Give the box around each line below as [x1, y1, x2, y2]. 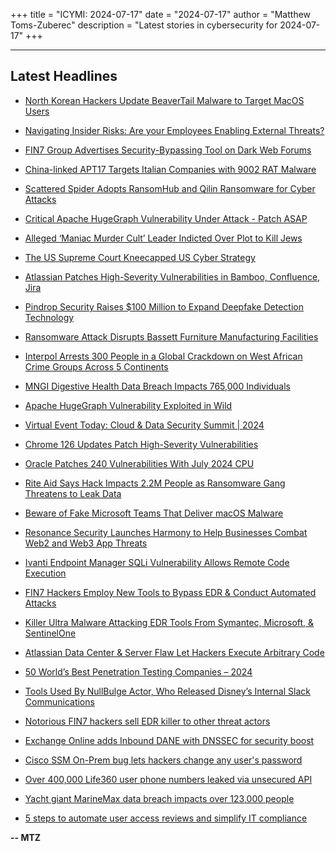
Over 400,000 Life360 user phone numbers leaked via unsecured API [24, 773, 313, 785]
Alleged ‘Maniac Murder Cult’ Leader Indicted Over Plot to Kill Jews [24, 232, 303, 244]
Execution [24, 567, 67, 579]
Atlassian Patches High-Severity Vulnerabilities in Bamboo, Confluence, [24, 270, 321, 283]
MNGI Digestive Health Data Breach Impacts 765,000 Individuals [24, 380, 291, 392]
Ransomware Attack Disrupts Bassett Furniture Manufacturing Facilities [24, 330, 319, 343]
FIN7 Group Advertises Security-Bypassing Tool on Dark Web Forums [24, 144, 312, 156]
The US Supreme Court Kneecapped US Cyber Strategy [24, 251, 256, 263]
